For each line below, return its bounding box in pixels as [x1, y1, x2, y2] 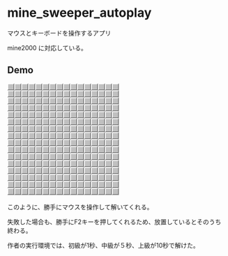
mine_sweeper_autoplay [7, 5, 152, 21]
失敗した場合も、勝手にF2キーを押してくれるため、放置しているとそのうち [7, 218, 222, 226]
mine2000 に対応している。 [7, 43, 87, 52]
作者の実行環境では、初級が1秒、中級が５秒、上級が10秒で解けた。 [7, 241, 200, 249]
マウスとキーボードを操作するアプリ [7, 29, 112, 37]
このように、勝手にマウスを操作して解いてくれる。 [7, 202, 153, 211]
